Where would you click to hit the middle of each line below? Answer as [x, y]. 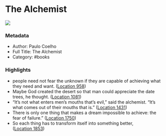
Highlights [18, 70]
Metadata [17, 35]
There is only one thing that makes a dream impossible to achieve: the [84, 113]
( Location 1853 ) [28, 129]
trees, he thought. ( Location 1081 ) [47, 97]
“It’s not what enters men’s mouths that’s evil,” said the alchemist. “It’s [84, 102]
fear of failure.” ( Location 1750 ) [44, 118]
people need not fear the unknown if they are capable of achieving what [86, 81]
